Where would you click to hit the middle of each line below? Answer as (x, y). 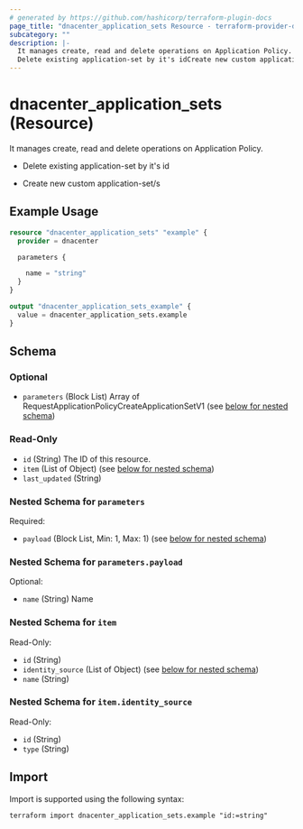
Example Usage (54, 212)
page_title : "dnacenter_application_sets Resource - (110, 26)
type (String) (46, 749)
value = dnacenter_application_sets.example (102, 315)
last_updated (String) (62, 478)
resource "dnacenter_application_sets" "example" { (108, 232)
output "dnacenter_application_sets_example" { (101, 307)
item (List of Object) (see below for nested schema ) (118, 468)
